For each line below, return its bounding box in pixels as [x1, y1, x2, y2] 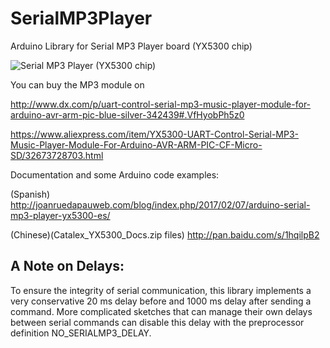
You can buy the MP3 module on [10, 78, 145, 91]
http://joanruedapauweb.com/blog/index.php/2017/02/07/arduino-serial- [10, 198, 311, 211]
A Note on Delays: [10, 258, 125, 275]
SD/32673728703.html [10, 149, 104, 161]
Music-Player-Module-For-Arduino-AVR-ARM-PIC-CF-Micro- [10, 138, 263, 151]
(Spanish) [10, 188, 51, 200]
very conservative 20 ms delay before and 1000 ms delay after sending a [10, 295, 312, 307]
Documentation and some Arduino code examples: [10, 168, 220, 181]
